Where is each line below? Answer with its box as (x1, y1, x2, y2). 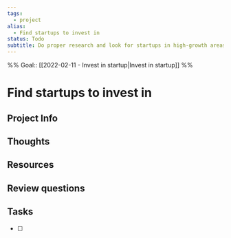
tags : (7, 10, 23, 17)
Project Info (7, 112, 58, 124)
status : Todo (7, 36, 45, 43)
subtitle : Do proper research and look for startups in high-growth (7, 42, 208, 49)
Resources (7, 159, 54, 171)
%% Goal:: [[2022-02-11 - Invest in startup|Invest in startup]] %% (7, 61, 194, 69)
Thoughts (7, 136, 50, 147)
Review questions (7, 182, 85, 194)
